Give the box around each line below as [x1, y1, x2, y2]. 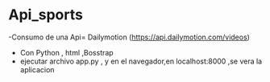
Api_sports [8, 6, 83, 24]
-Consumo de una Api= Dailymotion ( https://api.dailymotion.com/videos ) [8, 32, 250, 42]
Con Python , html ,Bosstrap [19, 47, 114, 57]
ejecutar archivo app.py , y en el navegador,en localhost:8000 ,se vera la [19, 56, 263, 66]
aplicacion [19, 64, 55, 74]
